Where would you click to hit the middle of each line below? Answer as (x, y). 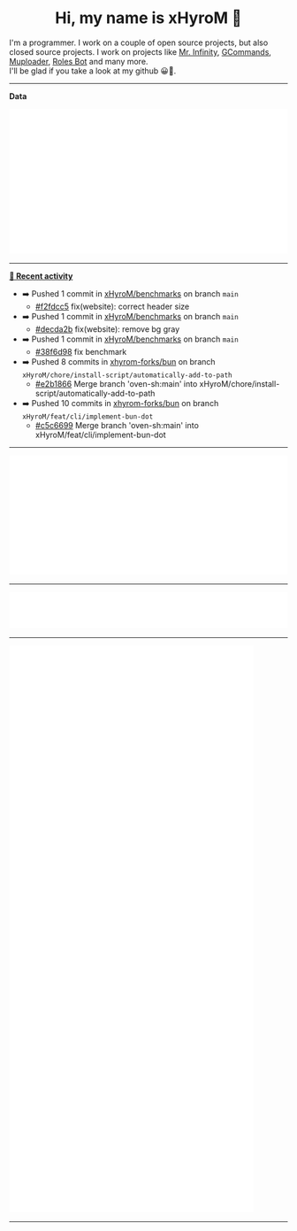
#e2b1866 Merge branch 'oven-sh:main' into (116, 384)
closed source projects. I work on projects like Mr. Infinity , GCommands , (141, 51)
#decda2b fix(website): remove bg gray (107, 329)
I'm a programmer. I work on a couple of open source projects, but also (139, 42)
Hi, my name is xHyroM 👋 (148, 18)
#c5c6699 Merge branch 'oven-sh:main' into (117, 426)
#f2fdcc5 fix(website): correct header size (112, 307)
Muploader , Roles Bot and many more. (79, 61)
